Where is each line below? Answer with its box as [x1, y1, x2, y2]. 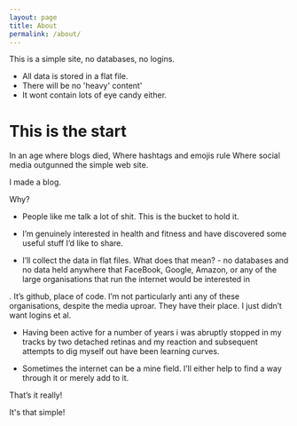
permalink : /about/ [9, 29, 82, 38]
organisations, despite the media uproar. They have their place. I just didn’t [9, 301, 282, 312]
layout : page [9, 12, 58, 22]
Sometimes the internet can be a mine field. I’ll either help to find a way [21, 363, 282, 374]
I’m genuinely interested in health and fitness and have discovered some [21, 228, 287, 240]
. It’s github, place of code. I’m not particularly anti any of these [9, 291, 240, 302]
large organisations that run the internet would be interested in [21, 274, 251, 285]
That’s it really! [9, 390, 63, 400]
